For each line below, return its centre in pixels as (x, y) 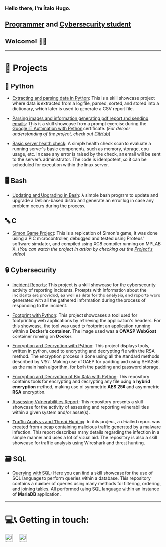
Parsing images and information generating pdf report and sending (80, 118)
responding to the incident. (40, 305)
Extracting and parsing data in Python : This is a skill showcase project (83, 98)
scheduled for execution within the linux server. (61, 165)
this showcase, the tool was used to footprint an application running (81, 326)
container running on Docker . (42, 336)
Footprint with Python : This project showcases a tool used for (75, 315)
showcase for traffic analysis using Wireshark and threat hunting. (79, 443)
